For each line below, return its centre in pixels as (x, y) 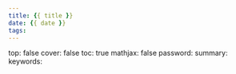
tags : (17, 30)
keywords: (25, 61)
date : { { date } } (37, 23)
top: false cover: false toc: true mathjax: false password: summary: (118, 53)
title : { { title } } (41, 16)
